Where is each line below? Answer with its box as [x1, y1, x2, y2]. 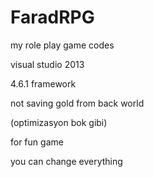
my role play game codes [10, 39, 115, 51]
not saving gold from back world [10, 97, 145, 109]
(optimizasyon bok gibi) [10, 116, 108, 128]
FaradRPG [10, 6, 95, 29]
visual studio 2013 [10, 58, 85, 70]
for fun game [10, 136, 64, 148]
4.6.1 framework [10, 77, 77, 90]
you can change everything [10, 155, 123, 167]
